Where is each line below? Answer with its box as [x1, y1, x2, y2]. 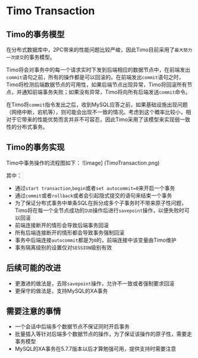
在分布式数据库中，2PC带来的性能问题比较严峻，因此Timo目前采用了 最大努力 [6, 46, 193, 53]
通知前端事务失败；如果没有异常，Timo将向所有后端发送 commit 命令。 [21, 88, 191, 96]
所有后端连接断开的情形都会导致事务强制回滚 [14, 229, 125, 236]
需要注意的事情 [6, 306, 61, 316]
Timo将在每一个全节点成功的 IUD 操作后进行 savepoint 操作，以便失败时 [14, 207, 184, 214]
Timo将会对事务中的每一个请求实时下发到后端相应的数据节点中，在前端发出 [6, 66, 191, 73]
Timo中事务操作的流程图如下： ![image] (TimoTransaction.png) [6, 159, 160, 166]
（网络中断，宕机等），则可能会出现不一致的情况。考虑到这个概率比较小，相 [6, 109, 191, 115]
